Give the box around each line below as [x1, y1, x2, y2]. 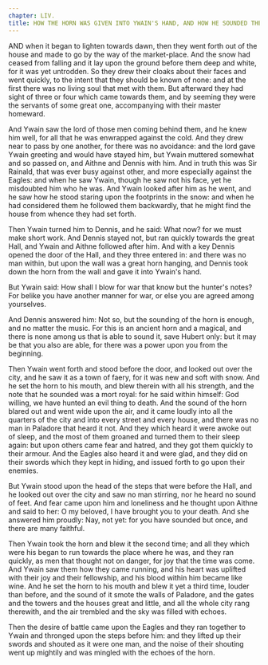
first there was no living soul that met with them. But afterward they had [8, 83, 244, 92]
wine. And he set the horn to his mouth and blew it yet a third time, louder [8, 581, 250, 591]
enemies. [8, 466, 38, 475]
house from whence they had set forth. [8, 209, 137, 218]
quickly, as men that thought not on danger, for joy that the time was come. [8, 556, 255, 565]
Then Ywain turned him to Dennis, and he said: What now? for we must [8, 224, 242, 234]
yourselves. [8, 299, 46, 309]
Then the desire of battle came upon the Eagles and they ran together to [8, 622, 246, 632]
